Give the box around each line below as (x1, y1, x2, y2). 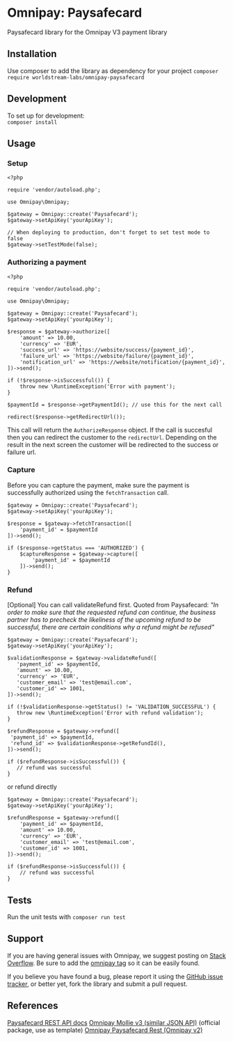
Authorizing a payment (7, 258, 87, 267)
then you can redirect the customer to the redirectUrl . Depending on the (7, 433, 217, 441)
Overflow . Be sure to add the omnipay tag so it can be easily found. (7, 959, 200, 967)
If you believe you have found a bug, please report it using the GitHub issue (7, 972, 224, 980)
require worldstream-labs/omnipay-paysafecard (7, 74, 145, 81)
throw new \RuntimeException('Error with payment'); (19, 383, 176, 390)
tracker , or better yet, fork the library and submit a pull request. (7, 980, 188, 988)
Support (7, 933, 44, 945)
